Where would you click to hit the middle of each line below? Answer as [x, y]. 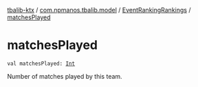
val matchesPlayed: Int [41, 64]
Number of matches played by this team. [65, 76]
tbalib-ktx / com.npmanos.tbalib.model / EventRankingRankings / [99, 10]
